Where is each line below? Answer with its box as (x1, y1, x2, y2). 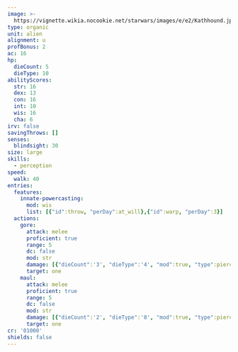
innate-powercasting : (20, 195, 84, 202)
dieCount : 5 (13, 63, 50, 70)
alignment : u (7, 37, 46, 44)
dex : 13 (13, 89, 37, 97)
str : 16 (13, 83, 37, 90)
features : (13, 189, 42, 196)
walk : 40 (13, 175, 40, 182)
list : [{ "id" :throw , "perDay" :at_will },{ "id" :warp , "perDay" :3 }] (25, 209, 223, 216)
